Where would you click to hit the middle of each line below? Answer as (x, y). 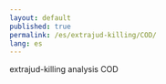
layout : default (40, 18)
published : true (40, 26)
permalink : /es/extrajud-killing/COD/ (83, 35)
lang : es (26, 43)
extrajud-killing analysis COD (64, 69)
